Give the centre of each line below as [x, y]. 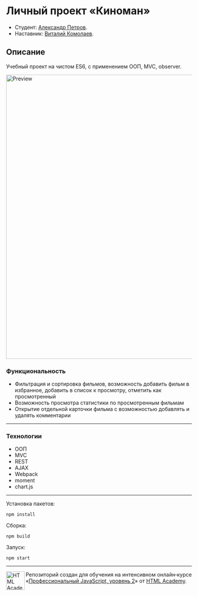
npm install [21, 515]
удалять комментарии [42, 416]
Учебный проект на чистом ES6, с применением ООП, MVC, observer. [94, 66]
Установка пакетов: [31, 504]
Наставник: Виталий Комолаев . [54, 33]
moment [25, 481]
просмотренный [35, 397]
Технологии [24, 436]
